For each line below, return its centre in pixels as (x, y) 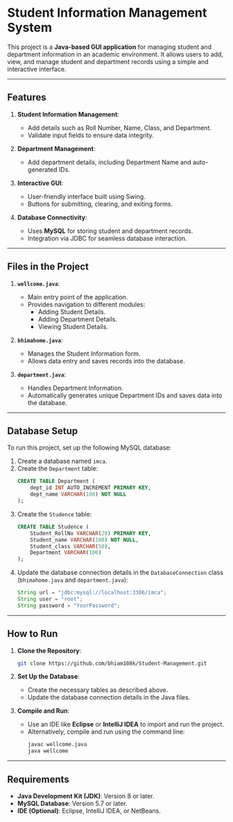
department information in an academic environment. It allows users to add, (115, 54)
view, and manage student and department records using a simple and (108, 61)
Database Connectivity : (52, 217)
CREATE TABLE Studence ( (53, 527)
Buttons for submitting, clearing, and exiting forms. (100, 204)
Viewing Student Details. (73, 326)
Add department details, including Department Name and (109, 162)
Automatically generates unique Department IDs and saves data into (125, 395)
